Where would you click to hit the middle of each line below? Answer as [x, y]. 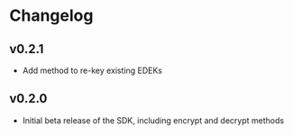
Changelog [51, 16]
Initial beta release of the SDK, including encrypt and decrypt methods [153, 120]
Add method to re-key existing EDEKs [92, 70]
